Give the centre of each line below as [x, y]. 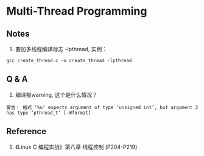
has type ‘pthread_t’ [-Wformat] [49, 113]
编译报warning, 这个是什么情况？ [56, 94]
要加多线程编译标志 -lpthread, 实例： [61, 49]
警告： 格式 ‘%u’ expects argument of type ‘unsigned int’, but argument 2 [102, 107]
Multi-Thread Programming [77, 11]
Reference [26, 131]
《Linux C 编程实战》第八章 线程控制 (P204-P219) [76, 147]
